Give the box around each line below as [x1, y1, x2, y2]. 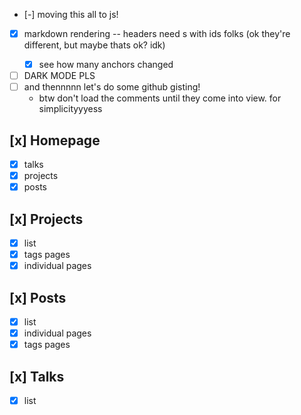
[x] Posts [9, 289, 67, 306]
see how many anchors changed [38, 59, 174, 71]
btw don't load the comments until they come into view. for [38, 92, 282, 104]
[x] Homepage [9, 132, 101, 149]
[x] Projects [9, 210, 84, 228]
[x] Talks [9, 368, 65, 385]
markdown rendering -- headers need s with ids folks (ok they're [23, 28, 291, 39]
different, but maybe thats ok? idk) [23, 39, 166, 51]
